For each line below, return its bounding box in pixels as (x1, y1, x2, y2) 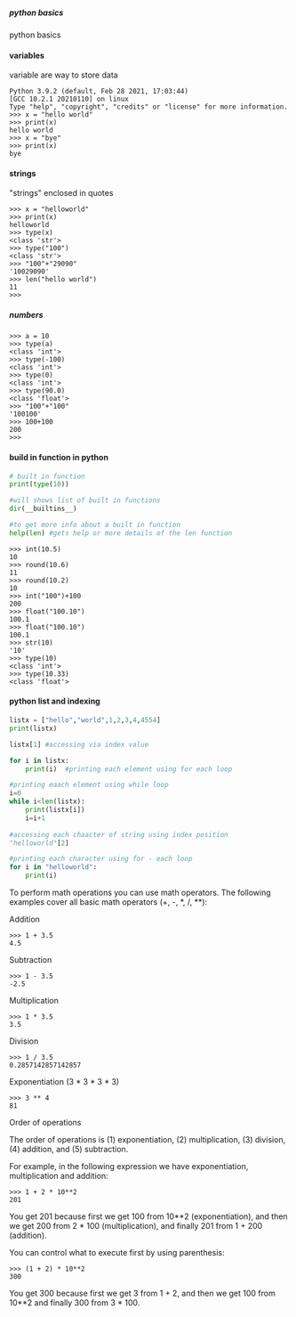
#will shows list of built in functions (9, 496, 162, 505)
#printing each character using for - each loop (9, 855, 193, 864)
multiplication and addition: (9, 1171, 108, 1181)
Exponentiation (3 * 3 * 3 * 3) (9, 1077, 120, 1086)
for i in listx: (9, 756, 69, 765)
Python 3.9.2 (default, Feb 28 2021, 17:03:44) (9, 87, 189, 96)
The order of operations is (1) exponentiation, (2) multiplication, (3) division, (9, 1134, 286, 1144)
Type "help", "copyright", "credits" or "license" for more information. (9, 102, 289, 111)
